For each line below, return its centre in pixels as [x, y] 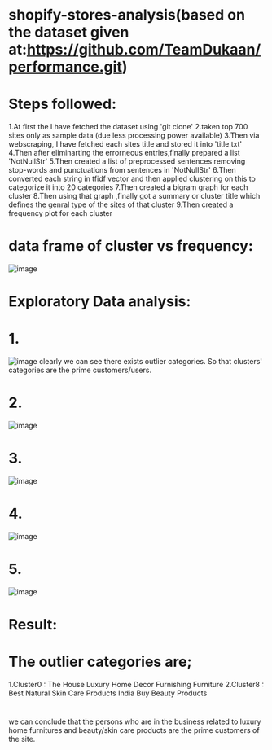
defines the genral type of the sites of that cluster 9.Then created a [121, 204]
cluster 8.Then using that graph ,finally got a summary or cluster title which [134, 196]
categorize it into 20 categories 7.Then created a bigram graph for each [128, 187]
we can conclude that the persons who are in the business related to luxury [135, 721]
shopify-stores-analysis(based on [127, 15]
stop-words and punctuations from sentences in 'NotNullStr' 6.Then [122, 170]
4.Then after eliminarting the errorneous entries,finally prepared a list [124, 153]
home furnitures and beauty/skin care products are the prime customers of [134, 730]
